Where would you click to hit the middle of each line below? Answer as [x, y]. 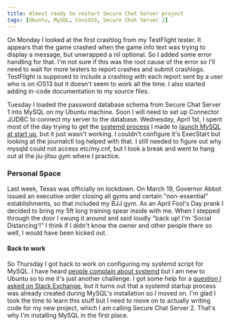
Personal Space [34, 173]
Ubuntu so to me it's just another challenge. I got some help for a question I [114, 278]
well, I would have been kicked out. [57, 233]
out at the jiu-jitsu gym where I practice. [64, 155]
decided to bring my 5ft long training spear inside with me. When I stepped [114, 211]
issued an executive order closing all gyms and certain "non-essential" [108, 196]
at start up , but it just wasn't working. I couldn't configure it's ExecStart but [114, 134]
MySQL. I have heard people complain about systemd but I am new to [106, 271]
